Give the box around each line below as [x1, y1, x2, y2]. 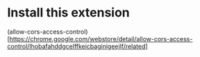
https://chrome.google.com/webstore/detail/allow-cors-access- [9, 34, 193, 43]
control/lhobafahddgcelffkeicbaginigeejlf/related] [7, 42, 148, 50]
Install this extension [7, 5, 130, 21]
